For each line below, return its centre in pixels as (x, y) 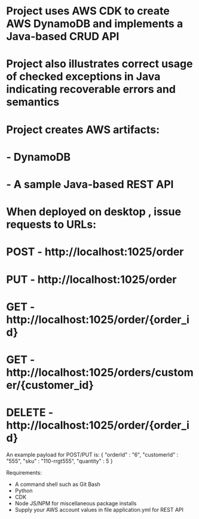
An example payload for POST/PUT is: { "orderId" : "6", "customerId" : (92, 454)
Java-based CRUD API (63, 37)
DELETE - (30, 413)
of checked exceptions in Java (83, 77)
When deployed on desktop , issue (94, 212)
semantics (33, 102)
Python (24, 490)
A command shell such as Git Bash (57, 484)
